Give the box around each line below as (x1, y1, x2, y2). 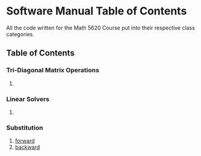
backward (14, 143, 40, 151)
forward (14, 137, 35, 145)
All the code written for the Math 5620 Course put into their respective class (6, 24, 196, 31)
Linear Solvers (6, 95, 50, 103)
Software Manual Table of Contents (6, 4, 187, 18)
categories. (6, 30, 34, 37)
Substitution (6, 123, 43, 132)
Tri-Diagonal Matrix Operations (6, 66, 99, 75)
